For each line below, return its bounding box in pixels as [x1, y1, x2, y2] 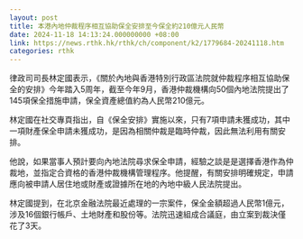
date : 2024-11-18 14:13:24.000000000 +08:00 [9, 30, 179, 39]
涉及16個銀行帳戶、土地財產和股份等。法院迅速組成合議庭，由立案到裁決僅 [9, 209, 287, 220]
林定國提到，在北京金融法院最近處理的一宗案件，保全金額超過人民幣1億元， [9, 198, 289, 208]
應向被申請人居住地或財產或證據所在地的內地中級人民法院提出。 [9, 179, 246, 189]
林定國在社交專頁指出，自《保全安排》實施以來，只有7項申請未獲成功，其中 [9, 115, 290, 125]
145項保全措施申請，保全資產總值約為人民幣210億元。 [9, 96, 210, 106]
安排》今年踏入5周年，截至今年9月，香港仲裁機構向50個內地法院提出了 [24, 84, 290, 95]
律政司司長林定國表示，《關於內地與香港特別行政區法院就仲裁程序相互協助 [9, 73, 282, 84]
